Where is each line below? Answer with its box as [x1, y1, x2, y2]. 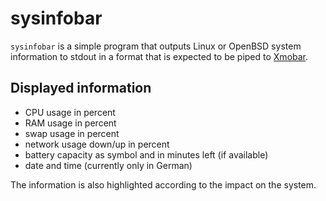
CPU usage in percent [24, 106, 116, 118]
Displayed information [10, 80, 152, 97]
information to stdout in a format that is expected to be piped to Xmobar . [10, 50, 309, 62]
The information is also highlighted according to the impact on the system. [10, 178, 317, 191]
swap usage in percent [24, 127, 120, 139]
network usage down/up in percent [24, 138, 170, 150]
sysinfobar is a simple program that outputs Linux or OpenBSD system [10, 40, 302, 52]
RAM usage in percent [24, 117, 117, 129]
